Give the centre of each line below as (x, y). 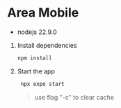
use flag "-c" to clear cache (74, 97)
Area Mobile (43, 13)
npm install (34, 58)
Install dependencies (47, 45)
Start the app (36, 71)
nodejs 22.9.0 (37, 32)
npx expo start (42, 84)
